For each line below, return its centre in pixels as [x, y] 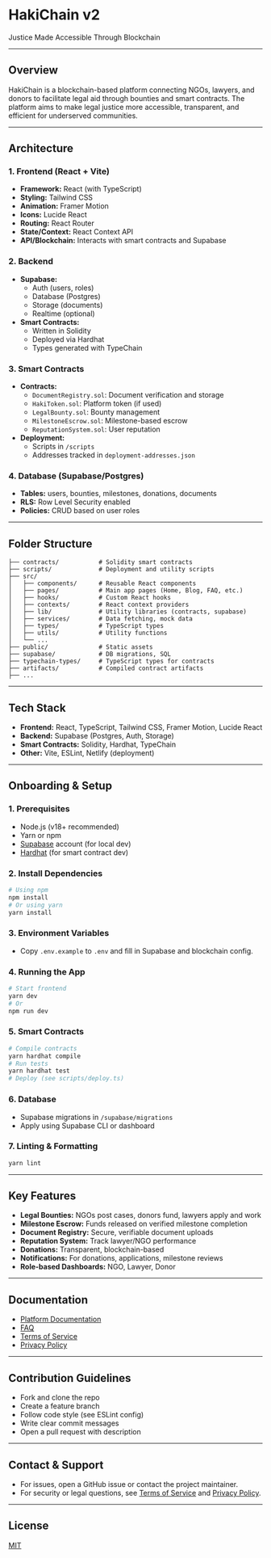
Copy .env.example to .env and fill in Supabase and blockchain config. [137, 950]
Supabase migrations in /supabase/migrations [96, 1117]
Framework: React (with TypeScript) [81, 189]
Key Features [42, 1196]
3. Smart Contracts [46, 368]
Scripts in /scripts [63, 447]
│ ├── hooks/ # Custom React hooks [90, 598]
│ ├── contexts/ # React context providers [99, 605]
